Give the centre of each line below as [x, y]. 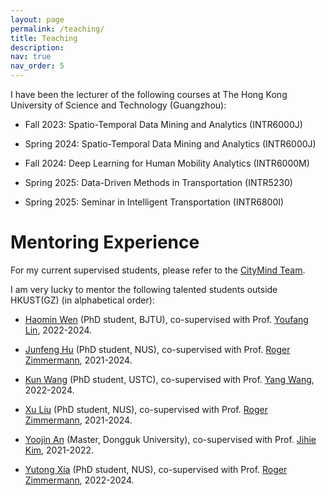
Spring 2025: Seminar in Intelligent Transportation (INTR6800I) [154, 202]
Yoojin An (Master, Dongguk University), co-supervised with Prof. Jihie [170, 439]
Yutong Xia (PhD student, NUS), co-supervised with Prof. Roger [156, 469]
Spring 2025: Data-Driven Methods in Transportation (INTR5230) [158, 182]
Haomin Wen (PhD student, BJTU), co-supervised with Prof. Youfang [166, 319]
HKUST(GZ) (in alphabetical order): [82, 300]
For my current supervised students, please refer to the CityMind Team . [158, 270]
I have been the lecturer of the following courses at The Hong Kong [149, 94]
